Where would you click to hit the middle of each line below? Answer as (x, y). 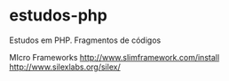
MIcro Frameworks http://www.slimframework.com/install (114, 57)
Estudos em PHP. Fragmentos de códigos (85, 40)
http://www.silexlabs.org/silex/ (65, 67)
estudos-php (59, 16)
